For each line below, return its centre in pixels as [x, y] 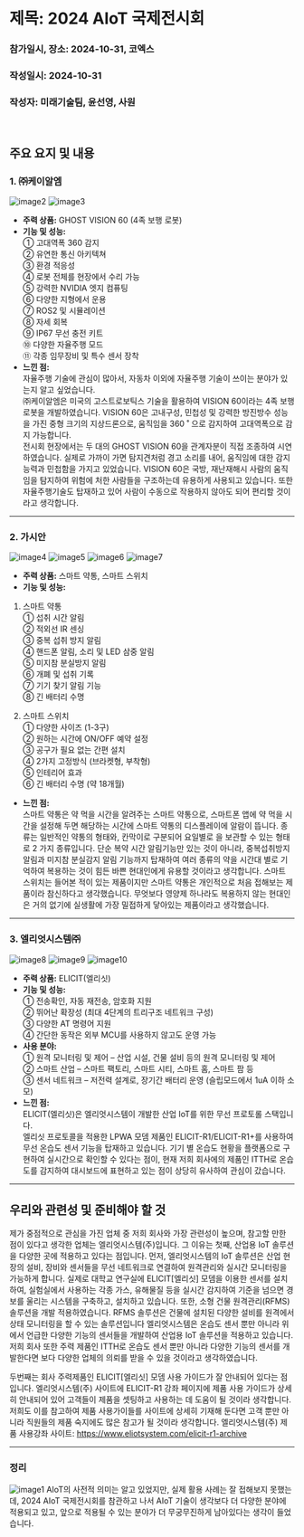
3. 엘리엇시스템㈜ [45, 939]
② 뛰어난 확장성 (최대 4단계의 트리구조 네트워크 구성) [118, 1012]
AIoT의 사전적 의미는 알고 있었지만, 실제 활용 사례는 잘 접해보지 [157, 1489]
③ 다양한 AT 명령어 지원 [66, 1023]
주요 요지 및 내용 [52, 153]
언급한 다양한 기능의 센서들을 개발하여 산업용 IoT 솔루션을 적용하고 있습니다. [160, 1335]
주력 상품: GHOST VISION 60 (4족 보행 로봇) [102, 220]
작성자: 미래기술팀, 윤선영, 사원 [72, 102]
